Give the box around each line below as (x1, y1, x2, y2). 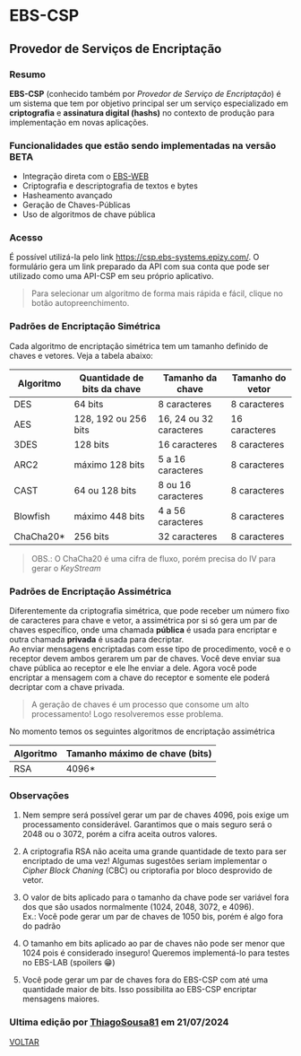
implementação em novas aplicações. (9, 117, 150, 127)
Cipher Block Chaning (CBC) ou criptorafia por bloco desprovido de (21, 865, 273, 876)
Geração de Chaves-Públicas (21, 199, 132, 211)
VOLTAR (9, 1036, 39, 1047)
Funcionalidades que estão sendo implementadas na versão (9, 139, 277, 152)
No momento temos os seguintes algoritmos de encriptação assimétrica (9, 726, 276, 737)
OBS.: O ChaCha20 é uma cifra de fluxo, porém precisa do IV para (30, 553, 276, 563)
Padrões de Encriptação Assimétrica (9, 585, 172, 598)
